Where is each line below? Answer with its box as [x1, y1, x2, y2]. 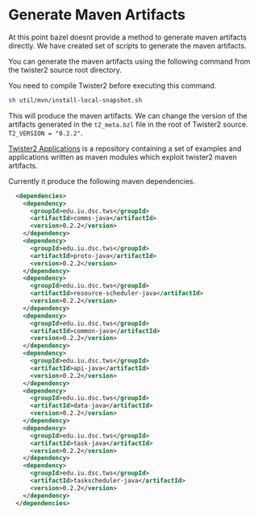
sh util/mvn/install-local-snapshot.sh [8, 96, 143, 104]
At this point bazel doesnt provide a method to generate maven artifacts [8, 32, 248, 42]
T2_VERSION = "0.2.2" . [8, 127, 83, 138]
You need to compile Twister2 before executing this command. [8, 81, 217, 90]
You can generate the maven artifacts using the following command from [8, 56, 251, 66]
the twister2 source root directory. [8, 64, 123, 74]
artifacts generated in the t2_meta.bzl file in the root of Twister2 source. [8, 119, 248, 129]
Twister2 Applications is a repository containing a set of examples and [8, 143, 242, 153]
